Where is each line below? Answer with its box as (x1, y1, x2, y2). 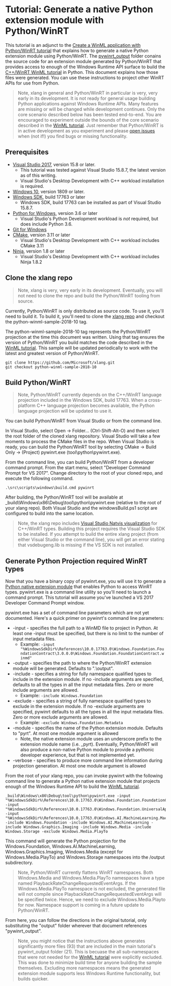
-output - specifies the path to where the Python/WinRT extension (12, 660, 152, 666)
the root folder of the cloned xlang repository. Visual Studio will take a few (5, 433, 160, 439)
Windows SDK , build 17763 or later (12, 194, 85, 200)
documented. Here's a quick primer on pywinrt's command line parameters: (5, 615, 164, 621)
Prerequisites (5, 148, 49, 156)
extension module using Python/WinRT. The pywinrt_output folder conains (5, 52, 161, 59)
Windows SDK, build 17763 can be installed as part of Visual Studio (20, 199, 161, 205)
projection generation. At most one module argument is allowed (12, 763, 146, 769)
